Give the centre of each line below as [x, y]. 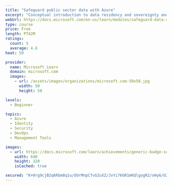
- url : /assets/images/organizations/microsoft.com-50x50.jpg [82, 81]
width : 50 [29, 86]
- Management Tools [31, 138]
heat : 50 [15, 53]
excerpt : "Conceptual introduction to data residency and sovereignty [82, 15]
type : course [19, 24]
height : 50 [30, 91]
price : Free [18, 29]
